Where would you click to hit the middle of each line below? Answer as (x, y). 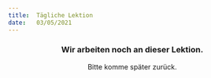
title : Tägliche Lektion (50, 15)
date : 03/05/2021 (40, 23)
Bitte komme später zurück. (132, 66)
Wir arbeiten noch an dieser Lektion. (132, 50)
